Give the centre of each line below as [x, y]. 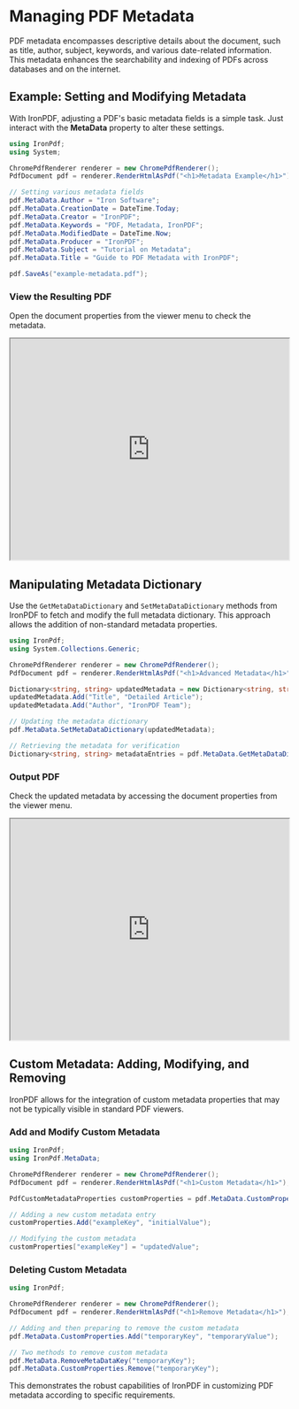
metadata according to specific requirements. [92, 1395]
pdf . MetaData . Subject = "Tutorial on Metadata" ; [100, 250]
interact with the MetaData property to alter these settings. [117, 127]
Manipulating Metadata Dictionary [106, 585]
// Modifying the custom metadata [73, 1239]
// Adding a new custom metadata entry [83, 1214]
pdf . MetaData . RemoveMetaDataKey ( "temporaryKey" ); [103, 1360]
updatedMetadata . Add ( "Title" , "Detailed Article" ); [106, 697]
